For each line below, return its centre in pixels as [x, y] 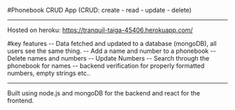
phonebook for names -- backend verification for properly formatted [106, 66]
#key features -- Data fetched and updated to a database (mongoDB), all [112, 44]
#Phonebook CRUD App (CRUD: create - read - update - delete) [100, 10]
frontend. [21, 101]
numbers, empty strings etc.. [49, 73]
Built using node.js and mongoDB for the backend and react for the [104, 93]
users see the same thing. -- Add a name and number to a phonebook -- [112, 51]
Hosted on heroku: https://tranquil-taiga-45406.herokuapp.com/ [100, 30]
